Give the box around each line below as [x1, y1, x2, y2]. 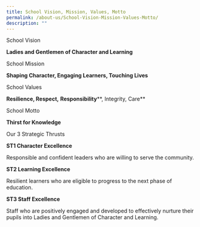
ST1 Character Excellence [6, 142, 73, 150]
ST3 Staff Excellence [6, 196, 61, 203]
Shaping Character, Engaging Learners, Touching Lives [6, 72, 148, 79]
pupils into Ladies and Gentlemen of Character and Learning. [6, 214, 159, 221]
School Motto [6, 107, 40, 114]
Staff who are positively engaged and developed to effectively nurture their [6, 207, 194, 215]
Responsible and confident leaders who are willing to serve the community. [6, 154, 195, 161]
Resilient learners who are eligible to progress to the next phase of [6, 177, 172, 185]
